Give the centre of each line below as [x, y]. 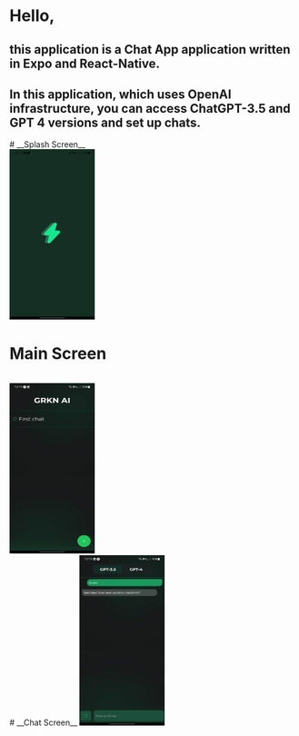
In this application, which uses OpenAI [120, 94]
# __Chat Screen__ [44, 722]
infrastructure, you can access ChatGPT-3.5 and [150, 109]
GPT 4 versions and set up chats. [105, 122]
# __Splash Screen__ [48, 144]
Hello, [32, 16]
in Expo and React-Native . [85, 63]
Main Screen [58, 353]
